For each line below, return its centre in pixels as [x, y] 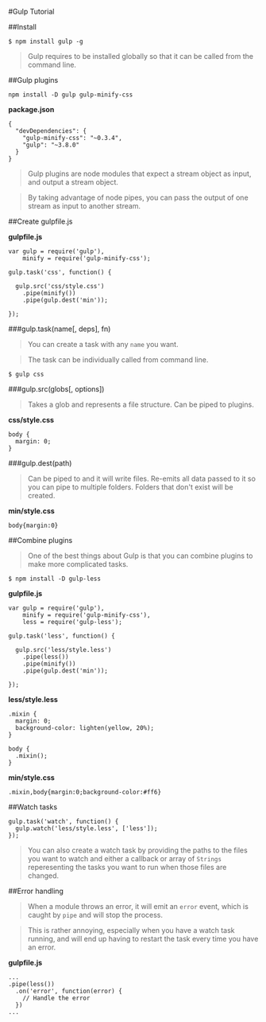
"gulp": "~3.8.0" [51, 145]
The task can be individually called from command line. [118, 360]
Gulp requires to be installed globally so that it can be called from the [141, 56]
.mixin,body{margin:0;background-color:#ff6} [85, 792]
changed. [43, 876]
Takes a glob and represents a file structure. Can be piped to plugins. [141, 404]
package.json [31, 109]
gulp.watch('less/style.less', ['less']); [87, 829]
